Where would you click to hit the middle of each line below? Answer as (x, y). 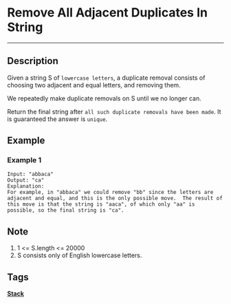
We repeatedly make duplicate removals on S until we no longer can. (104, 98)
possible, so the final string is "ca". (66, 210)
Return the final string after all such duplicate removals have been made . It (114, 111)
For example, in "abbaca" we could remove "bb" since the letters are (110, 193)
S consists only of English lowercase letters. (79, 255)
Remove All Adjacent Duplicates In (108, 13)
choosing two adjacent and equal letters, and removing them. (94, 85)
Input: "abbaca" (30, 174)
